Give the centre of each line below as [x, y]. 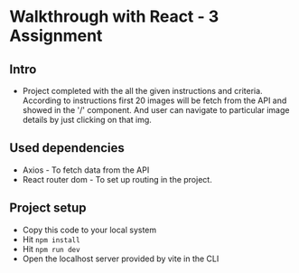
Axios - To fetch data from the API [86, 170]
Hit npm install [51, 239]
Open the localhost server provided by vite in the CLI [121, 259]
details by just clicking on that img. [87, 120]
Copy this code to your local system [89, 230]
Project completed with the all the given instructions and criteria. [143, 91]
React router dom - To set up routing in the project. [117, 179]
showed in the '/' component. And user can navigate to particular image [156, 110]
